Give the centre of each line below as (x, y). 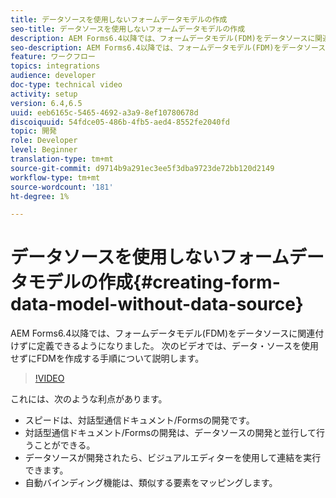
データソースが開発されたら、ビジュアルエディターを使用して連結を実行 (173, 458)
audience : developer (53, 76)
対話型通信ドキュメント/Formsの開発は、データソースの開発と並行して (170, 433)
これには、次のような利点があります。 (89, 399)
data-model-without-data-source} (157, 304)
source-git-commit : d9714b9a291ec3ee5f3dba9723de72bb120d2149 (142, 168)
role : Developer (44, 141)
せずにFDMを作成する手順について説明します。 (107, 358)
